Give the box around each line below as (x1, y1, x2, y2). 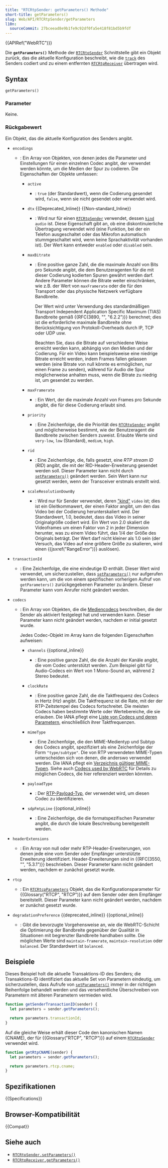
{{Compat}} (5, 1123, 29, 1129)
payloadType (27, 781, 53, 786)
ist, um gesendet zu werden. (35, 377, 94, 383)
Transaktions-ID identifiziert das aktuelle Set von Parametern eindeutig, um (5, 976, 160, 982)
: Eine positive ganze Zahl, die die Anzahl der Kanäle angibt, (35, 657, 159, 663)
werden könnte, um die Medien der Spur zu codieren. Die (20, 165, 139, 172)
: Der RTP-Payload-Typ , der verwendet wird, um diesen (35, 790, 149, 796)
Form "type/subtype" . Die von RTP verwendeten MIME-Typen (35, 749, 162, 755)
